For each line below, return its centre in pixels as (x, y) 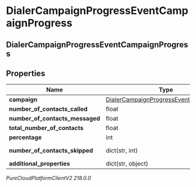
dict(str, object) (127, 164)
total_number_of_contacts (46, 128)
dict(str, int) (122, 151)
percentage (25, 137)
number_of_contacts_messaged (55, 119)
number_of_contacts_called (48, 109)
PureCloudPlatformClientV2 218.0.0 (49, 178)
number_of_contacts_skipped (51, 151)
